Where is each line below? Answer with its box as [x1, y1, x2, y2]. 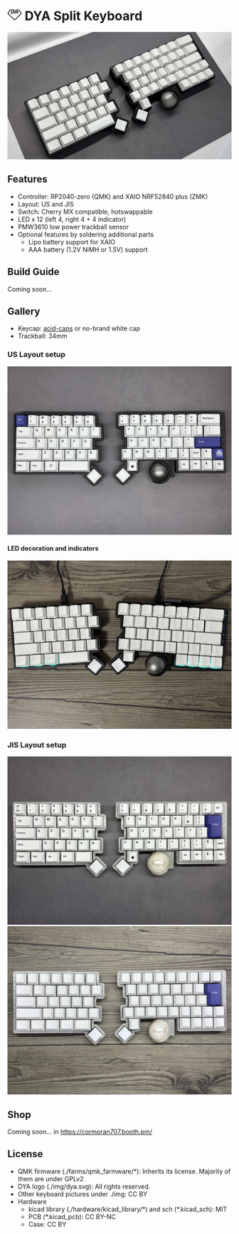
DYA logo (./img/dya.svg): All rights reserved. [17, 1182, 151, 1191]
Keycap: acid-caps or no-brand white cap [17, 324, 141, 333]
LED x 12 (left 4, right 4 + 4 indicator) [17, 214, 127, 223]
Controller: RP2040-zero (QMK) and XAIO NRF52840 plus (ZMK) [17, 192, 208, 201]
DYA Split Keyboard [24, 8, 143, 24]
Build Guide [7, 266, 60, 278]
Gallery [7, 305, 41, 317]
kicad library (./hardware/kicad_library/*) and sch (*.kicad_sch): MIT [28, 1205, 228, 1213]
